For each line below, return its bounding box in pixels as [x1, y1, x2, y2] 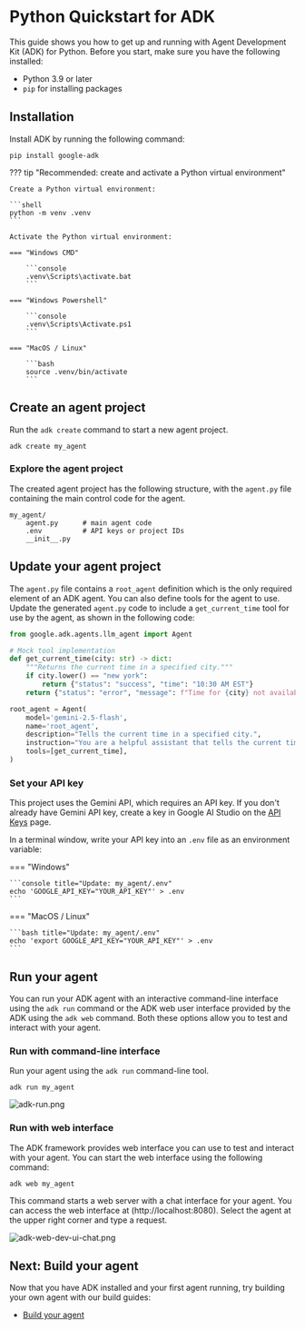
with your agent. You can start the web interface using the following [9, 1152, 263, 1163]
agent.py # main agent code [25, 518, 152, 528]
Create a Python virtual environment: [9, 184, 156, 193]
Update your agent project [9, 559, 162, 574]
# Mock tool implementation [9, 646, 116, 655]
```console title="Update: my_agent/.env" [9, 879, 172, 888]
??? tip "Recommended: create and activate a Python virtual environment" [9, 166, 286, 178]
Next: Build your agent [9, 1258, 139, 1274]
